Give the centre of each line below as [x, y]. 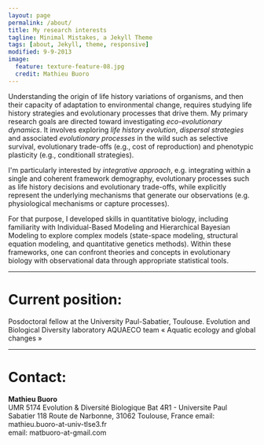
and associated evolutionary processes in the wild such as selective [118, 138]
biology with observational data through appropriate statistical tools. [119, 260]
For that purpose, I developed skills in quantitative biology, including [118, 219]
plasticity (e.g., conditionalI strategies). [71, 155]
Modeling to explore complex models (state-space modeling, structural [123, 235]
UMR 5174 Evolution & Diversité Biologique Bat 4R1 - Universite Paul [118, 407]
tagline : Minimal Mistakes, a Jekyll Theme [81, 37]
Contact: [37, 377]
